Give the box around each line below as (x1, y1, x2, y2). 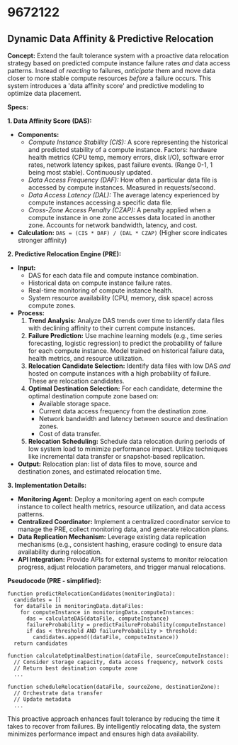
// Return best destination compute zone (13, 665, 138, 672)
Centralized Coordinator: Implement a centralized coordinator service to (17, 518, 231, 526)
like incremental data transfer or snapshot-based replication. (28, 452, 205, 460)
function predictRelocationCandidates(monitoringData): (7, 590, 176, 597)
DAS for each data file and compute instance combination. (28, 271, 199, 279)
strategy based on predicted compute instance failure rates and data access (7, 59, 231, 67)
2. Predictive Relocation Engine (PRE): (7, 250, 122, 258)
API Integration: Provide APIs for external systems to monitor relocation (17, 555, 228, 563)
